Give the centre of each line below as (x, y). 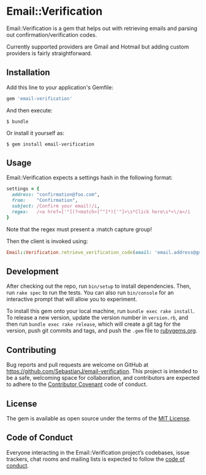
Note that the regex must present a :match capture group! (79, 229)
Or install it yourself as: (35, 133)
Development (33, 271)
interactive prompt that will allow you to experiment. (72, 299)
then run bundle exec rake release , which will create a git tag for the (93, 324)
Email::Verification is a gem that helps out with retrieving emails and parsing (102, 28)
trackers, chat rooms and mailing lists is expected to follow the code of (96, 459)
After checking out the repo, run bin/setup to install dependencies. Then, (99, 286)
